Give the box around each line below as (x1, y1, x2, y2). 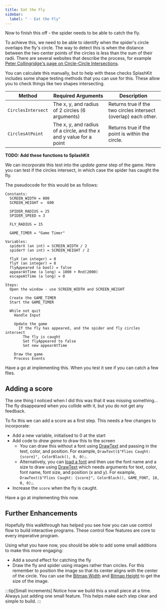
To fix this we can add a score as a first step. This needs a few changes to (5, 418, 157, 423)
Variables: (5, 239, 28, 244)
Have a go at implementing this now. (5, 495, 79, 501)
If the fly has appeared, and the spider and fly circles (18, 326, 140, 331)
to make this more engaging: (5, 548, 63, 553)
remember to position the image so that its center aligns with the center (12, 567, 158, 573)
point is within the (108, 131, 150, 138)
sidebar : (5, 12, 23, 17)
